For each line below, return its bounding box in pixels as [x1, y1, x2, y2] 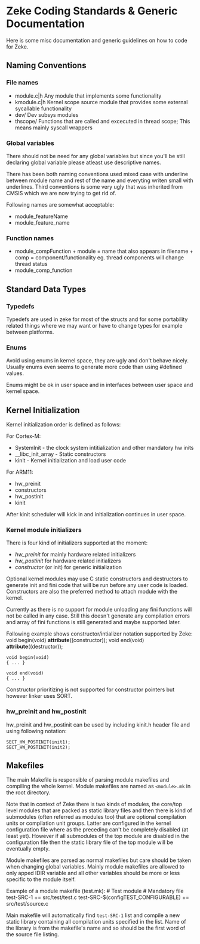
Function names [6, 234, 54, 242]
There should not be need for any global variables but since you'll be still [6, 152, 185, 159]
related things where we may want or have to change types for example [6, 322, 183, 329]
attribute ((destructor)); [6, 643, 63, 650]
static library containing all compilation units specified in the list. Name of [6, 918, 186, 925]
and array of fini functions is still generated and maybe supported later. [6, 619, 181, 626]
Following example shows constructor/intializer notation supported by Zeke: [6, 630, 193, 637]
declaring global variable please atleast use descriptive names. [6, 159, 161, 166]
